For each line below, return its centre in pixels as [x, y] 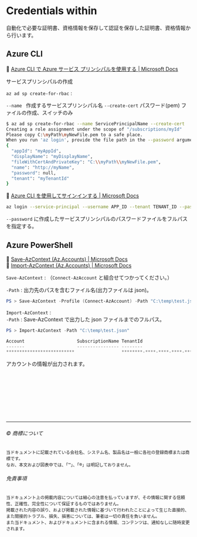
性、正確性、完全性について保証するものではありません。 [64, 504]
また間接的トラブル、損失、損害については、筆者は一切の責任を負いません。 [83, 516]
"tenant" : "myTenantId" [40, 178]
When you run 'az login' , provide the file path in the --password [90, 140]
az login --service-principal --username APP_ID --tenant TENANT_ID [91, 207]
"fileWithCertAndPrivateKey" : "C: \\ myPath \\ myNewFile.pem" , [86, 162]
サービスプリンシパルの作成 [40, 81]
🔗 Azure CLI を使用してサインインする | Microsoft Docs [73, 196]
